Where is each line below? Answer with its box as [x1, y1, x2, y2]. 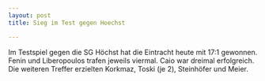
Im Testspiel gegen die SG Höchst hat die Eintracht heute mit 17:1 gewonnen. [8, 47, 258, 57]
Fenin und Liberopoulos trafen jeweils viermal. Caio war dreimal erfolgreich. [8, 56, 255, 65]
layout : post [8, 11, 51, 20]
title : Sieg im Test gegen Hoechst [8, 19, 126, 27]
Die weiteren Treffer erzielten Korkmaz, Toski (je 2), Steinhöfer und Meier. [8, 64, 249, 73]
